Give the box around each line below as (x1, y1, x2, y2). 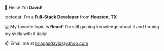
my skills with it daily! (4, 31, 48, 36)
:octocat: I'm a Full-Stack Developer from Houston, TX (4, 14, 117, 19)
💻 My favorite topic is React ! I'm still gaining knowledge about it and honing (4, 24, 160, 29)
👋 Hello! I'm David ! (4, 5, 43, 10)
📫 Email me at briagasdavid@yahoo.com (4, 40, 89, 46)
